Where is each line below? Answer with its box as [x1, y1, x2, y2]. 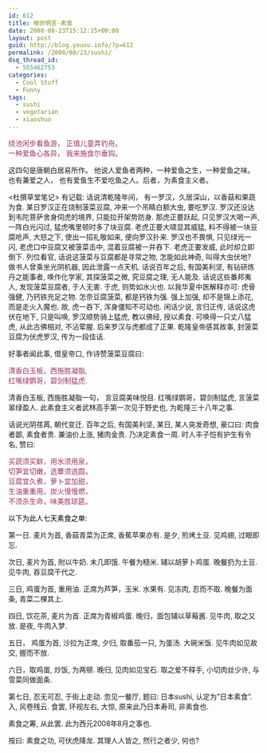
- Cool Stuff [15, 78, 59, 86]
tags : [8, 93, 26, 101]
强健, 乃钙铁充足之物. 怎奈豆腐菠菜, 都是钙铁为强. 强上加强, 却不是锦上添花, [8, 292, 253, 302]
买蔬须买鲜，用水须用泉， [8, 456, 92, 466]
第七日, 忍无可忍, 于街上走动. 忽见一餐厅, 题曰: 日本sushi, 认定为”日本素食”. [8, 692, 253, 701]
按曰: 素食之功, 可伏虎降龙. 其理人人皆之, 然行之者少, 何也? [8, 735, 200, 745]
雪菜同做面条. [8, 675, 53, 684]
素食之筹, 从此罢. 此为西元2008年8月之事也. [8, 719, 152, 728]
